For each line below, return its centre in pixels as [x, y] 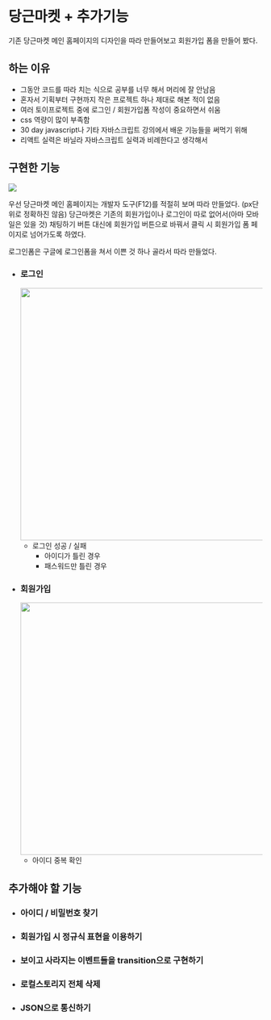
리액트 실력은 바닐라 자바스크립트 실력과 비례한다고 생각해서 [114, 140]
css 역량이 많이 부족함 [55, 120]
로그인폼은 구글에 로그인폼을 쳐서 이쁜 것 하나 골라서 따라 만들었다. [113, 251]
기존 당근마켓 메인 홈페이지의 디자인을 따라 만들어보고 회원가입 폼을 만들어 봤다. [133, 40]
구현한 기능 [34, 168]
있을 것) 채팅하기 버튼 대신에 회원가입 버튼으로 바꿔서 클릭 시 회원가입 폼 [136, 224]
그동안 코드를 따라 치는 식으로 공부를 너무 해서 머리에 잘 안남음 [118, 89]
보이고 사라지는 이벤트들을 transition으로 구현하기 [112, 960]
